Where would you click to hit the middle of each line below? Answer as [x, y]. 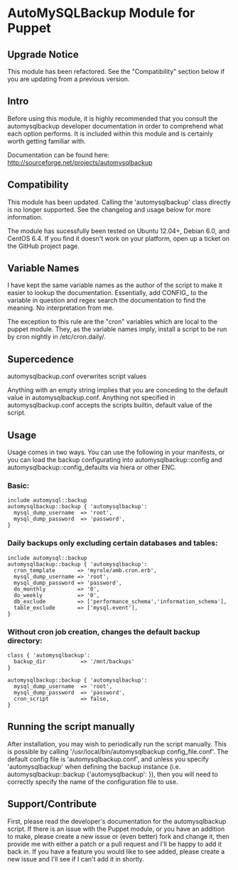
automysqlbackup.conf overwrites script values [77, 376]
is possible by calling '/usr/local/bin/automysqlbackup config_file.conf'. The [118, 751]
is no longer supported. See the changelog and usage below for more [109, 209]
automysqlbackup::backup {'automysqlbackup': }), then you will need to [113, 774]
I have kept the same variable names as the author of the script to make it [115, 285]
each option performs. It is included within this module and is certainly [110, 134]
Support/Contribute [52, 804]
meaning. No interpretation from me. [61, 308]
